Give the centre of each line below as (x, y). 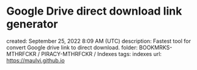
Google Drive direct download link (94, 11)
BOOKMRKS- (156, 47)
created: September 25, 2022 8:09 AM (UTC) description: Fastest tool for (99, 41)
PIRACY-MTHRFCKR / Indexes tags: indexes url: (101, 54)
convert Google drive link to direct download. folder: (72, 47)
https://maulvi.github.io (36, 60)
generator (32, 24)
